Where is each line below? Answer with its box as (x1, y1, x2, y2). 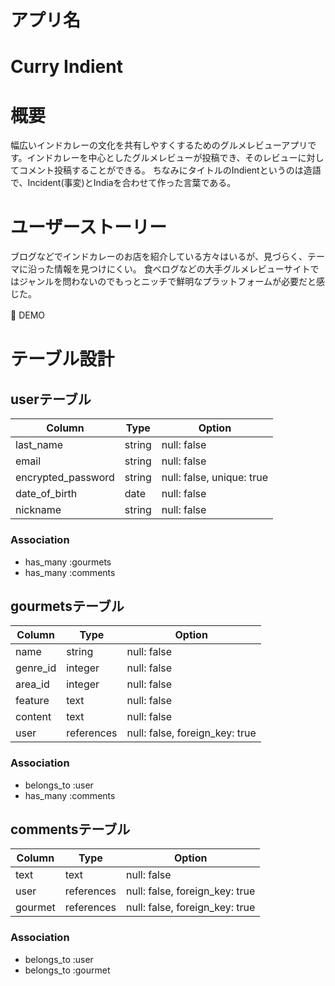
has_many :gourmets (24, 556, 112, 568)
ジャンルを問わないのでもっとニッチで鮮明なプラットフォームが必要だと (18, 276, 317, 288)
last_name (15, 438, 64, 452)
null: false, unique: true (161, 471, 268, 485)
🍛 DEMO (10, 309, 45, 321)
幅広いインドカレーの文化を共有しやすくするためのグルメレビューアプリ (10, 139, 308, 151)
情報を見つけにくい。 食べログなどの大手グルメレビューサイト (53, 263, 311, 275)
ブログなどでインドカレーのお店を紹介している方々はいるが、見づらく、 (10, 251, 308, 263)
